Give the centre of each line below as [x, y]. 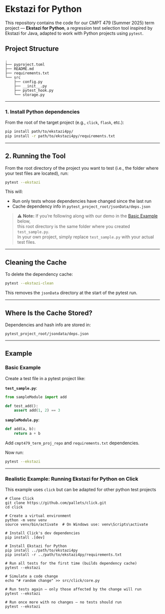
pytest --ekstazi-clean [29, 283]
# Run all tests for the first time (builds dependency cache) [71, 564]
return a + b [27, 434]
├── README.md [20, 69]
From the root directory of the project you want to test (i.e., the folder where [82, 168]
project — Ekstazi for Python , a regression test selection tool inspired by [79, 28]
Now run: [14, 453]
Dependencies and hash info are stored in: [48, 325]
